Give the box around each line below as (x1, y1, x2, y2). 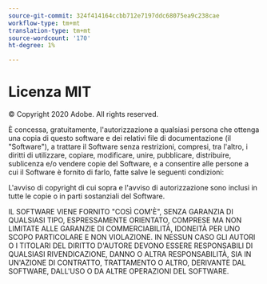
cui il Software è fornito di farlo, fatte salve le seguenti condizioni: (8, 167, 225, 177)
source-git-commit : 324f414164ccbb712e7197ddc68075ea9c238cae (8, 11, 220, 20)
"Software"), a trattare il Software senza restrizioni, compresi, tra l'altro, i (8, 142, 248, 152)
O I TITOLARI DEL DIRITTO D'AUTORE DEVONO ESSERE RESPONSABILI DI (8, 241, 253, 250)
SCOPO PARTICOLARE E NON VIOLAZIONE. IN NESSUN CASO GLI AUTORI (8, 233, 256, 242)
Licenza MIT (8, 83, 92, 101)
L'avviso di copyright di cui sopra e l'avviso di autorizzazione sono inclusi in (8, 183, 258, 193)
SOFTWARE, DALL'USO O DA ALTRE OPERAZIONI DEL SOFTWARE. (8, 266, 229, 276)
